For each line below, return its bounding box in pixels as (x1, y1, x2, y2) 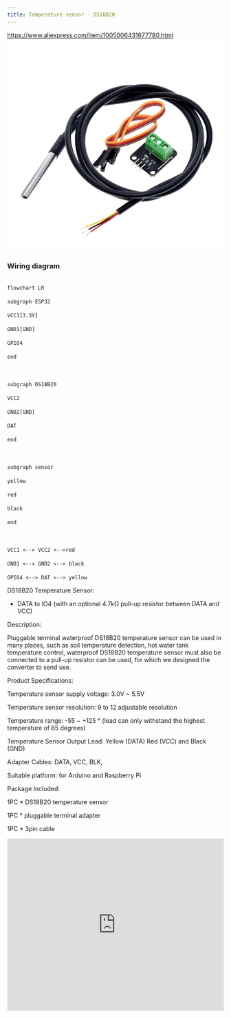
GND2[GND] (7, 409, 36, 416)
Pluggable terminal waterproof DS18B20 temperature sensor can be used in (7, 634, 222, 642)
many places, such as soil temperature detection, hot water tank (7, 641, 189, 650)
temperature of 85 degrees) (7, 724, 86, 732)
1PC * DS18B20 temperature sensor (7, 798, 109, 806)
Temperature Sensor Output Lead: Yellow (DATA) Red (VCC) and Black (7, 737, 206, 746)
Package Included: (7, 785, 60, 793)
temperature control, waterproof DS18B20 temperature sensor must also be (7, 648, 221, 657)
